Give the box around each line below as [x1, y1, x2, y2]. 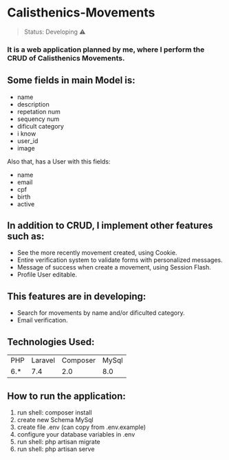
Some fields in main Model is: [7, 74, 135, 87]
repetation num [17, 107, 61, 116]
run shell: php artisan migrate [17, 437, 101, 446]
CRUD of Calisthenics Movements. [7, 53, 125, 63]
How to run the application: [7, 390, 126, 402]
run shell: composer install [17, 408, 92, 417]
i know [17, 129, 36, 138]
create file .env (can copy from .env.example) [17, 423, 146, 431]
